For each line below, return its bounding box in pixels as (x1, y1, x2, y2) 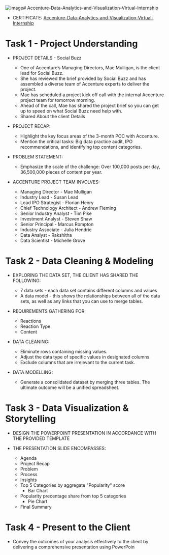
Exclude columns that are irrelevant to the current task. (20, 359, 136, 365)
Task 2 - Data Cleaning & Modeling (5, 255, 154, 267)
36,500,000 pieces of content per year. (20, 169, 103, 175)
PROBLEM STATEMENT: (12, 153, 63, 160)
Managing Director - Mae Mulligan (20, 188, 92, 195)
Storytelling (5, 413, 56, 425)
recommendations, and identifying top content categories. (20, 144, 142, 150)
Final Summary (20, 504, 52, 510)
